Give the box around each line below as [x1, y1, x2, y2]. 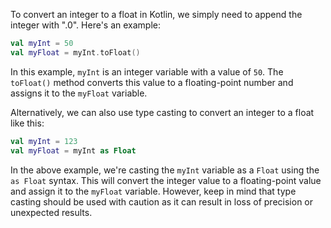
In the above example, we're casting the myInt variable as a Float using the [10, 164, 320, 176]
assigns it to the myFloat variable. [10, 87, 148, 99]
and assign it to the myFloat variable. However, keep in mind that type [10, 185, 297, 197]
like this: [10, 117, 45, 129]
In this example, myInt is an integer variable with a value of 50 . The [10, 65, 284, 78]
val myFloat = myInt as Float [10, 145, 137, 156]
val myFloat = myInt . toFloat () [10, 47, 141, 58]
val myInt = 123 [10, 136, 78, 146]
